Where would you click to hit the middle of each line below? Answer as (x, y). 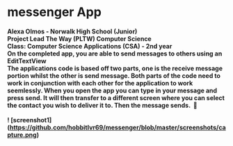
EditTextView (27, 60)
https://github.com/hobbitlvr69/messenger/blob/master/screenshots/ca (118, 127)
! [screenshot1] (30, 120)
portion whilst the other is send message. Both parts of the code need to (114, 75)
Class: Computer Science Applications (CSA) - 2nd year (90, 46)
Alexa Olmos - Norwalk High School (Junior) (72, 31)
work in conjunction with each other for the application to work (100, 83)
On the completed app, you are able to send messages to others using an (115, 54)
